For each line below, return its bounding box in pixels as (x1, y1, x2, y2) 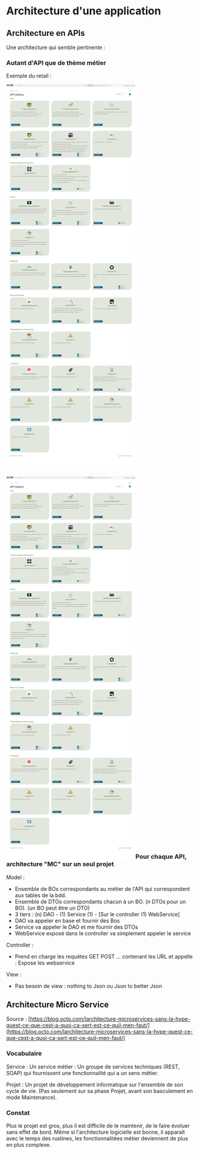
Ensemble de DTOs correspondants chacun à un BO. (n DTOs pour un (14, 898, 186, 905)
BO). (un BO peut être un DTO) (14, 904, 91, 911)
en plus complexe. (6, 1141, 51, 1148)
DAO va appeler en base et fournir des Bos (14, 917, 120, 924)
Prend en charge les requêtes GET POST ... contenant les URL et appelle (14, 953, 193, 960)
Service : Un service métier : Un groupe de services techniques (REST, (6, 1063, 180, 1070)
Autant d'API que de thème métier (6, 59, 106, 67)
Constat (6, 1109, 30, 1117)
